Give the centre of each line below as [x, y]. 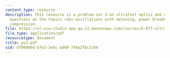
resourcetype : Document [30, 38]
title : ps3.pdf [21, 43]
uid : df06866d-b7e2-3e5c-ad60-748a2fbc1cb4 [52, 47]
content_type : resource [30, 10]
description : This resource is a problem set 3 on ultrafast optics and [83, 15]
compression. [24, 24]
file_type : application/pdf [35, 33]
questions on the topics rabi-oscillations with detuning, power [80, 19]
